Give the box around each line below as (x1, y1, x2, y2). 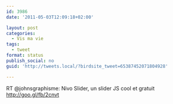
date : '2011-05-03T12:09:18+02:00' (6, 14, 94, 20)
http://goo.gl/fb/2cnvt (6, 91, 59, 98)
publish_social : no (6, 57, 55, 64)
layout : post (6, 25, 39, 31)
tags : (6, 41, 20, 47)
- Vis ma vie (11, 36, 44, 42)
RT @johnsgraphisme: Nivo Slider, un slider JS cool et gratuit (6, 84, 155, 92)
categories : (6, 30, 36, 36)
